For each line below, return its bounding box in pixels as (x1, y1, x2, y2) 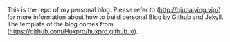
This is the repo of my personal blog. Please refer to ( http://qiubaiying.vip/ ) (7, 6, 222, 14)
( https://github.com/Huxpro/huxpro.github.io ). (7, 27, 139, 35)
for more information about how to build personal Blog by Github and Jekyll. (7, 13, 224, 21)
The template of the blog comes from (7, 20, 114, 28)
